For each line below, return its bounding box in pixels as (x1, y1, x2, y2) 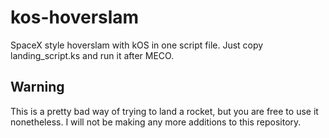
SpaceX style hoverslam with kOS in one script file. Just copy (10, 39, 264, 51)
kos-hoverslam (10, 6, 140, 29)
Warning (10, 79, 65, 96)
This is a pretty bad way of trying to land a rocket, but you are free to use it (10, 105, 319, 117)
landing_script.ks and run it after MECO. (10, 49, 175, 61)
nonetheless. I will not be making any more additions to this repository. (10, 116, 302, 128)
